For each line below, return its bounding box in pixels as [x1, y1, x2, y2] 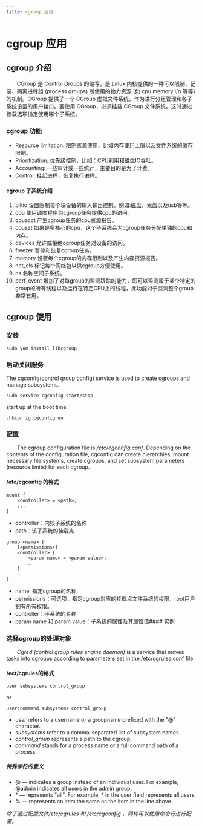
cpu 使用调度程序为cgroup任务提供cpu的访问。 [15, 209, 133, 217]
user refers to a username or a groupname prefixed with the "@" [15, 716, 177, 724]
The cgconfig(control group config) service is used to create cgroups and [6, 374, 191, 382]
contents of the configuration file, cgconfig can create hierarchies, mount [6, 451, 189, 458]
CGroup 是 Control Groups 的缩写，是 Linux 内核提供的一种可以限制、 [17, 80, 191, 87]
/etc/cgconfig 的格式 [6, 479, 59, 485]
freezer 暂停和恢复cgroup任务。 [15, 247, 95, 254]
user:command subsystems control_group [6, 705, 107, 711]
